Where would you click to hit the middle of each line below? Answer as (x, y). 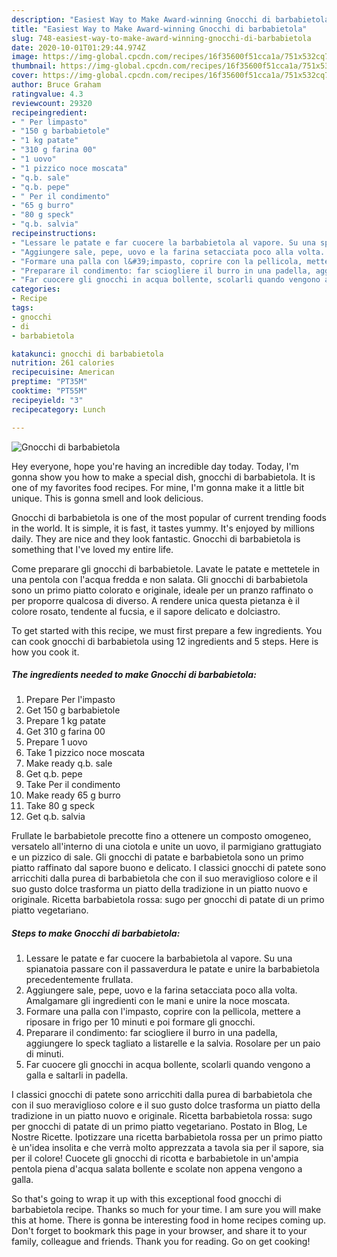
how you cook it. (45, 652)
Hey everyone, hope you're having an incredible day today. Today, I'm (155, 466)
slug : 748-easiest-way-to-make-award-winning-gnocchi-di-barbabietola (161, 38)
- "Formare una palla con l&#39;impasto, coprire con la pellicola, (157, 261)
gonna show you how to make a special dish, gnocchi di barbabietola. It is (163, 477)
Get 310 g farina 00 (65, 732)
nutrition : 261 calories (63, 363)
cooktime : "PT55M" (49, 391)
